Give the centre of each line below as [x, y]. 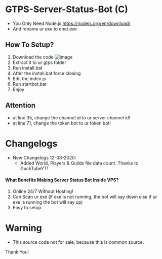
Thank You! [17, 252]
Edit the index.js [29, 78]
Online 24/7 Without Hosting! [43, 191]
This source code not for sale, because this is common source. [78, 242]
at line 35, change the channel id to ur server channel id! [71, 117]
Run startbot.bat [29, 84]
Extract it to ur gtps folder [39, 62]
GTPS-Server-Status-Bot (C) [67, 9]
